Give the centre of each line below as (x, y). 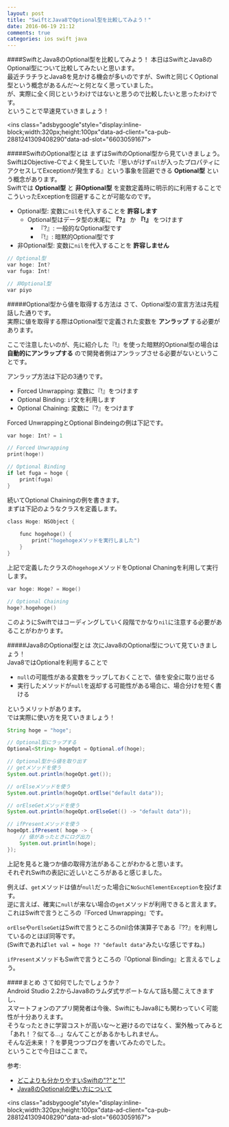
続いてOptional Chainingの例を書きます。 (65, 500)
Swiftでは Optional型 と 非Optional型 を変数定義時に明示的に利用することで (114, 188)
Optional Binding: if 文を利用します (66, 399)
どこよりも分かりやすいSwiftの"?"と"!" (71, 1080)
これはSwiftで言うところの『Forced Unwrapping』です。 (87, 913)
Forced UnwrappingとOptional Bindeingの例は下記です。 (87, 423)
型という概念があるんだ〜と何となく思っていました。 (82, 85)
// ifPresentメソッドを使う (44, 824)
